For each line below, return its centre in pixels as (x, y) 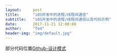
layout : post (24, 10)
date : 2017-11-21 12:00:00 (41, 24)
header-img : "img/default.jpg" (39, 33)
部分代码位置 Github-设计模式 (36, 48)
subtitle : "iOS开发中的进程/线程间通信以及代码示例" (58, 19)
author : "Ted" (25, 29)
